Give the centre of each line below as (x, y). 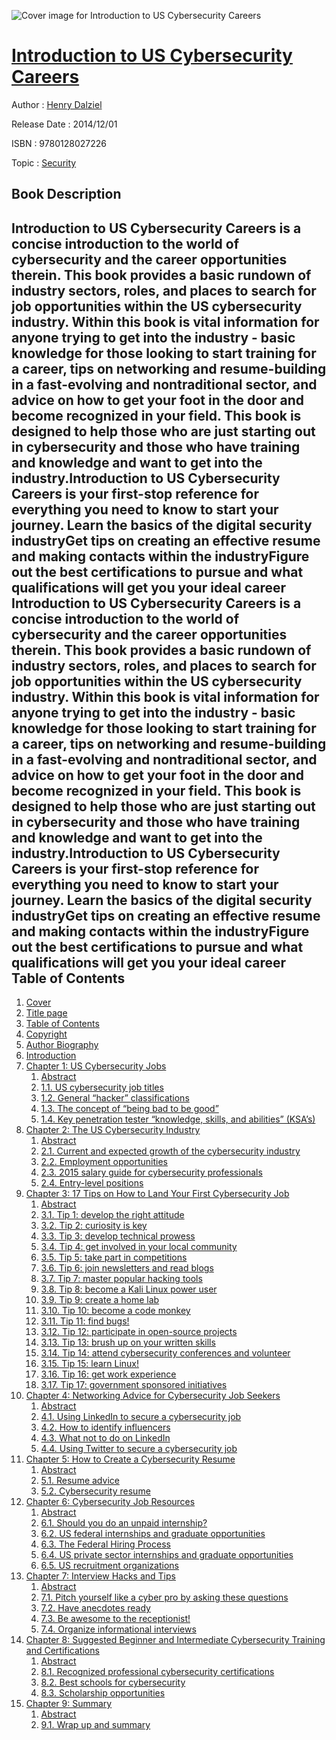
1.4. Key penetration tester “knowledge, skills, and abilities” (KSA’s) (178, 1119)
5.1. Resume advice (80, 1481)
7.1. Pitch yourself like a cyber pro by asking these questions (164, 1597)
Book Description (66, 194)
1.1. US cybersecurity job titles (102, 1087)
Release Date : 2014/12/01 (64, 124)
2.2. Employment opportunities (104, 1162)
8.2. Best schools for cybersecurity (113, 1682)
